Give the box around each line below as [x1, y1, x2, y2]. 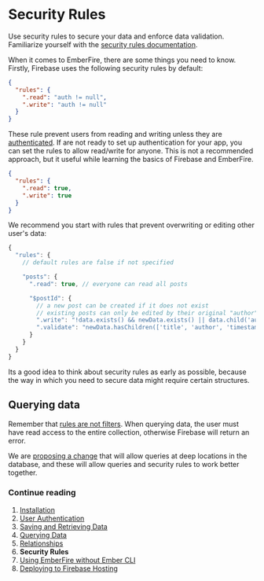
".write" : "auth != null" [22, 101, 108, 108]
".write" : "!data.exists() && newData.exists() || [36, 316, 206, 324]
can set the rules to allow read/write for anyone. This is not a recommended [8, 146, 254, 156]
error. [8, 436, 26, 445]
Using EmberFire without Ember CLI [19, 555, 136, 564]
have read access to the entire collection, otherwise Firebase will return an [8, 427, 250, 437]
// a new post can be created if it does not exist [36, 301, 210, 310]
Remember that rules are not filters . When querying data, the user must [8, 419, 240, 428]
